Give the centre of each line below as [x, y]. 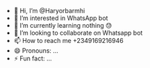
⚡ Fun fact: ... [33, 58]
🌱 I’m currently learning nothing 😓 [63, 25]
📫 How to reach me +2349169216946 [68, 41]
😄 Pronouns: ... [36, 51]
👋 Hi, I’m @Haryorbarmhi [49, 11]
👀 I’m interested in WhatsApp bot [61, 18]
